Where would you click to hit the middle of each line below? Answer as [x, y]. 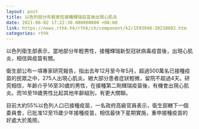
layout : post [22, 11]
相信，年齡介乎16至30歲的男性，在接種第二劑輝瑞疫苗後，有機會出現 [95, 85]
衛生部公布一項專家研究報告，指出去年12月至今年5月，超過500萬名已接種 [96, 71]
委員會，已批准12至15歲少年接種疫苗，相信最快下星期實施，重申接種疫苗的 [97, 113]
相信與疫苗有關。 [37, 58]
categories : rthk [28, 34]
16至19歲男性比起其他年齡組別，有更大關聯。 [76, 93]
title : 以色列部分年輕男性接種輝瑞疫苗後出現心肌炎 [62, 17]
